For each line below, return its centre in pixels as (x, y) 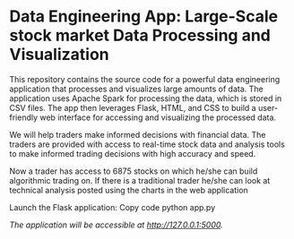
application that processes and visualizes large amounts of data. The (136, 89)
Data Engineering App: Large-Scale (144, 17)
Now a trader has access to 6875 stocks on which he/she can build (134, 171)
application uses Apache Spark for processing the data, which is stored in (146, 98)
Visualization (59, 55)
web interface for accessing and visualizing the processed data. (158, 117)
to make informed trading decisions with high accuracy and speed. (133, 153)
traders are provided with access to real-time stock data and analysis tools (147, 144)
